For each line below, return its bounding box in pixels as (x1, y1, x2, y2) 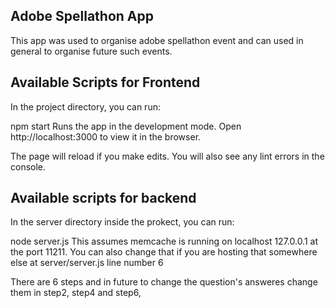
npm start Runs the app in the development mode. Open (10, 120, 242, 132)
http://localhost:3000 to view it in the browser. (10, 130, 202, 143)
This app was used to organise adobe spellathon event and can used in (10, 34, 304, 46)
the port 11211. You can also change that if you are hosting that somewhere (10, 246, 318, 258)
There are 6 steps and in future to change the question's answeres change (10, 276, 318, 288)
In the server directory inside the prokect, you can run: (10, 216, 235, 228)
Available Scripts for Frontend (10, 74, 201, 91)
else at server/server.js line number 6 (10, 257, 164, 269)
